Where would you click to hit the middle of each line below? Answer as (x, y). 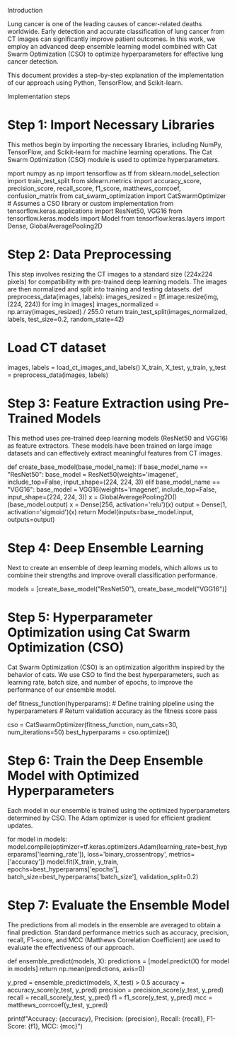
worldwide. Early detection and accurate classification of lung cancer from (116, 31)
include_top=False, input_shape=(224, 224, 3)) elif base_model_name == (114, 482)
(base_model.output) (38, 504)
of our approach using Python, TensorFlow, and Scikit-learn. (95, 83)
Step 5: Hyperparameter (80, 617)
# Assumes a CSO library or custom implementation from (91, 203)
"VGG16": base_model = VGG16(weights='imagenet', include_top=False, (112, 489)
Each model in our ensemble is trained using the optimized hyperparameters (118, 810)
